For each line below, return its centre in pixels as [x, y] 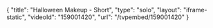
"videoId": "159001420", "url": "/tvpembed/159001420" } [109, 17]
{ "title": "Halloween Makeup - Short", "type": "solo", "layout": [94, 10]
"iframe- [195, 10]
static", [17, 17]
